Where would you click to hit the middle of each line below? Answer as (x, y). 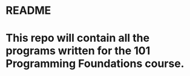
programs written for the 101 (78, 51)
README (28, 11)
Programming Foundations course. (95, 64)
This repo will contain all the (77, 38)
